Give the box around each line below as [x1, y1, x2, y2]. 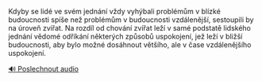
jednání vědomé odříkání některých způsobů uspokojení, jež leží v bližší [8, 31, 243, 41]
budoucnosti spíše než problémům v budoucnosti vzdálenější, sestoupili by [8, 15, 254, 24]
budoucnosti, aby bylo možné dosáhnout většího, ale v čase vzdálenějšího [8, 40, 252, 50]
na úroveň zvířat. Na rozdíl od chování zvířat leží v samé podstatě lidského [8, 24, 252, 32]
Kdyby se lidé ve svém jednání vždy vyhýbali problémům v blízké [8, 7, 221, 16]
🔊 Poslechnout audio [8, 64, 79, 73]
